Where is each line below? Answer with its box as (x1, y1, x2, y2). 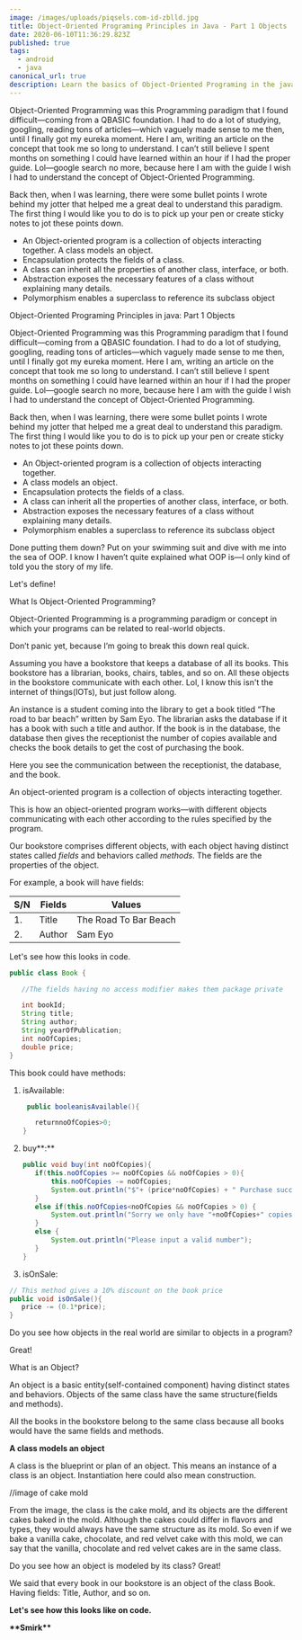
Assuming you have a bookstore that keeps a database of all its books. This (9, 657, 289, 668)
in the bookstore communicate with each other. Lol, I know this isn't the (9, 676, 274, 688)
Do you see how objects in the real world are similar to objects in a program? (9, 1327, 293, 1338)
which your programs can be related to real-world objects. (9, 622, 226, 634)
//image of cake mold (9, 1487, 88, 1498)
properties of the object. (9, 860, 100, 870)
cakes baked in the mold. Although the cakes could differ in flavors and (9, 1514, 273, 1525)
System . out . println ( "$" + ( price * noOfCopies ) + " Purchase (50, 1185, 272, 1194)
